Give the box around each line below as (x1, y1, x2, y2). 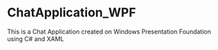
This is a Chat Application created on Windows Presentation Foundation (7, 27, 212, 36)
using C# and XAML (7, 34, 64, 42)
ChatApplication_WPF (7, 5, 137, 21)
